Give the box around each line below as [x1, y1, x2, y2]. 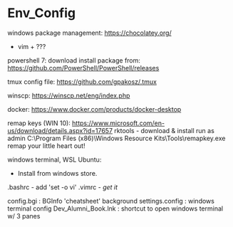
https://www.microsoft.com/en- [72, 119, 165, 127]
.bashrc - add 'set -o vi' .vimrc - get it [7, 183, 118, 191]
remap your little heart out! [7, 141, 86, 150]
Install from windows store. [17, 169, 98, 177]
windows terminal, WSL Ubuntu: [7, 155, 102, 164]
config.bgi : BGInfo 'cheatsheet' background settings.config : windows [7, 196, 215, 205]
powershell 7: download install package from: [7, 56, 141, 65]
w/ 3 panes [7, 211, 41, 220]
